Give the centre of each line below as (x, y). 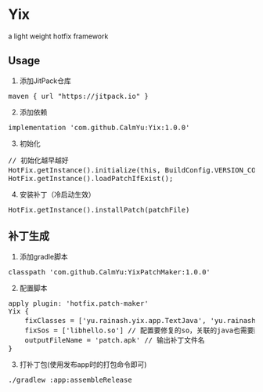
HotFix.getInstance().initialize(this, (85, 170)
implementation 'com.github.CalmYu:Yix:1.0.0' (99, 127)
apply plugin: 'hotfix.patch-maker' (78, 303)
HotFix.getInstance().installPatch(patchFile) (99, 210)
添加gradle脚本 (43, 256)
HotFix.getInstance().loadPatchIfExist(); (91, 178)
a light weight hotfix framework (58, 36)
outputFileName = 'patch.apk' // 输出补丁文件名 (115, 340)
